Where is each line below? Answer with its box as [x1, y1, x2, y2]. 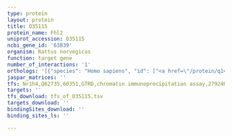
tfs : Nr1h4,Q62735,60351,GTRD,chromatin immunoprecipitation [7, 80, 187, 87]
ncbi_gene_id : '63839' [7, 42, 72, 49]
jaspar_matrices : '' [7, 73, 67, 81]
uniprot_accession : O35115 [7, 36, 85, 43]
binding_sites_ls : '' [7, 112, 70, 119]
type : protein [7, 10, 48, 17]
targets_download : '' [7, 100, 70, 106]
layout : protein [7, 16, 54, 23]
